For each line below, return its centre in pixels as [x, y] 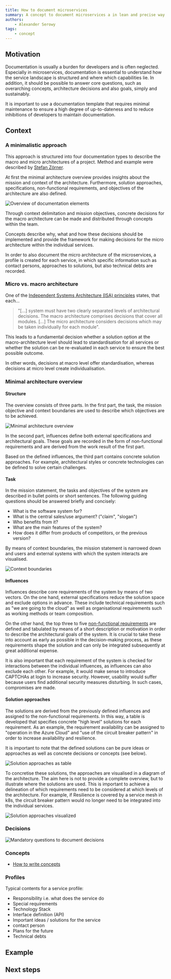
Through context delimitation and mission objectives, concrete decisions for [85, 213]
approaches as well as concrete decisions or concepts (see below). [76, 753]
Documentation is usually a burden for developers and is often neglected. [82, 66]
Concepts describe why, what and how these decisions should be [74, 234]
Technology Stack [32, 909]
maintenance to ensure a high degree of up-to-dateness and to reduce [79, 109]
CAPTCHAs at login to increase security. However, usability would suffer [81, 677]
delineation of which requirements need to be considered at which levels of [84, 789]
